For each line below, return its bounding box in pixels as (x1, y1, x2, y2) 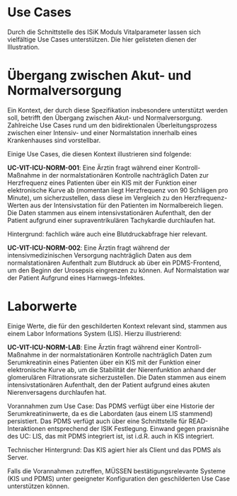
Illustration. (7, 42, 40, 51)
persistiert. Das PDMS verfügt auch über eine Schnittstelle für (7, 417, 187, 425)
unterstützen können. (7, 482, 69, 490)
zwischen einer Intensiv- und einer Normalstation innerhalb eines (7, 128, 197, 137)
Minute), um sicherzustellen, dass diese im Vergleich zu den (7, 193, 183, 202)
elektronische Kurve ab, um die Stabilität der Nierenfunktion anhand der (7, 365, 217, 374)
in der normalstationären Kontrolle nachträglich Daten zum (41, 350, 212, 359)
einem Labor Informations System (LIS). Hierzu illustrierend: (7, 329, 182, 338)
